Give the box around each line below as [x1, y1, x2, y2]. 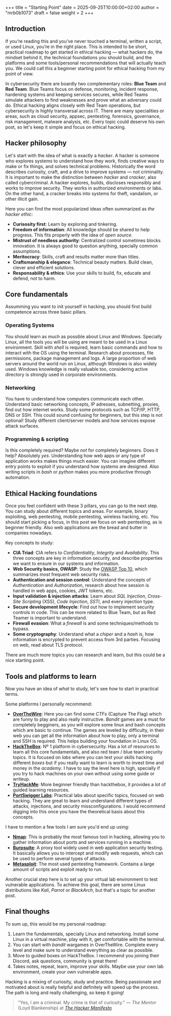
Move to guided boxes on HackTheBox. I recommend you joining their [12, 952, 160, 958]
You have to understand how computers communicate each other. [5, 396, 144, 402]
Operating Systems [5, 322, 55, 329]
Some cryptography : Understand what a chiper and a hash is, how [12, 631, 154, 637]
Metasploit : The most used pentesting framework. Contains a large [12, 861, 155, 867]
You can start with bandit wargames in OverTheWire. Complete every [12, 941, 159, 948]
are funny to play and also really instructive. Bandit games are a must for [12, 716, 166, 722]
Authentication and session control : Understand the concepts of [12, 577, 151, 583]
